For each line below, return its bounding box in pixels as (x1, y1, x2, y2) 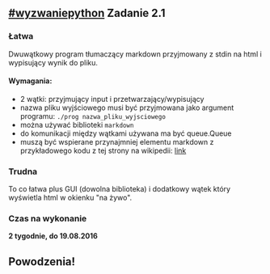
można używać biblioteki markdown (19, 120, 134, 129)
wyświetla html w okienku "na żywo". (8, 193, 133, 203)
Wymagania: (8, 76, 53, 86)
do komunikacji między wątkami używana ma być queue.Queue (19, 129, 232, 138)
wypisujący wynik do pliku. (8, 57, 99, 67)
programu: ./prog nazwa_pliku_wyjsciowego (19, 111, 166, 120)
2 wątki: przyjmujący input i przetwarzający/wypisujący (19, 94, 205, 103)
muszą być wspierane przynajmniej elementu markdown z (19, 137, 214, 146)
